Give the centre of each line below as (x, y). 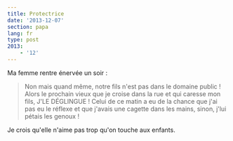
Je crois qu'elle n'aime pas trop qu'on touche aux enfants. (91, 130)
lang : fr (20, 33)
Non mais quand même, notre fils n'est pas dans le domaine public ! (122, 86)
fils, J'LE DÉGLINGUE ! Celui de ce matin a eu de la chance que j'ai (121, 101)
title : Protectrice (36, 14)
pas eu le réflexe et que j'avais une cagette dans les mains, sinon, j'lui (125, 109)
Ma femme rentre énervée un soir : (58, 73)
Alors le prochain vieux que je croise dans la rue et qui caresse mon (122, 94)
